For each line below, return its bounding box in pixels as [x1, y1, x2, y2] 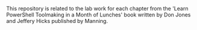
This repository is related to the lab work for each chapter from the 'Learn [6, 5, 189, 12]
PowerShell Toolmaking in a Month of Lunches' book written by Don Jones [6, 11, 191, 18]
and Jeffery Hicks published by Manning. [6, 18, 108, 24]
